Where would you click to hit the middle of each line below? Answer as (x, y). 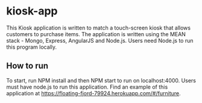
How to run (27, 66)
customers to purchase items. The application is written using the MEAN (96, 34)
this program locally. (32, 47)
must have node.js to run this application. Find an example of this (87, 87)
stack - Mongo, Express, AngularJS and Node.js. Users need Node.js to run (100, 40)
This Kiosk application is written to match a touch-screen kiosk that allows (99, 28)
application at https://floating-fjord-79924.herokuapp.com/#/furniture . (93, 93)
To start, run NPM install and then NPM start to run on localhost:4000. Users (101, 80)
